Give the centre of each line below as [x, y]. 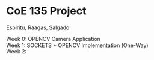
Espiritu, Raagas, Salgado [38, 27]
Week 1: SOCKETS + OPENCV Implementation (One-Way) [77, 45]
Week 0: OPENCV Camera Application [54, 39]
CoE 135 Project [46, 11]
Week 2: [17, 51]
